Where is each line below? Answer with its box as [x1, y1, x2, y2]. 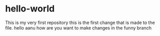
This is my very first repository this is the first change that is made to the [5, 19, 155, 25]
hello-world [5, 3, 55, 14]
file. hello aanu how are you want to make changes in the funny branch [5, 24, 152, 30]
